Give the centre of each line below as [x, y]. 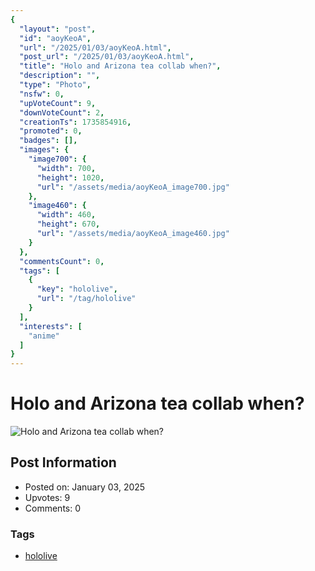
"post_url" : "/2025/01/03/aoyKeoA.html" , [107, 57]
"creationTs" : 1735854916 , [75, 122]
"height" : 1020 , [70, 177]
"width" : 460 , [66, 215]
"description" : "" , [60, 76]
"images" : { [44, 150]
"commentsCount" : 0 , [62, 261]
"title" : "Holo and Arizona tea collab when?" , [120, 66]
